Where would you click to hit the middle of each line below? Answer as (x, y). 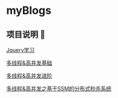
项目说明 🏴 (26, 34)
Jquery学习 (21, 50)
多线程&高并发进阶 (29, 76)
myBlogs (29, 11)
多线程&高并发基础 (29, 63)
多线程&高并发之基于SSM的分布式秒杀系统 (59, 89)
